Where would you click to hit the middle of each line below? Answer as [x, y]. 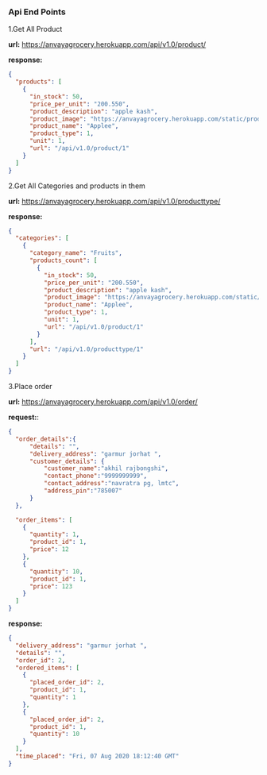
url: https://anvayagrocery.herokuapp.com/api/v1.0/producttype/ [114, 201]
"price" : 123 [51, 586]
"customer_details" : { [67, 461]
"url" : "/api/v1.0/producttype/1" [87, 349]
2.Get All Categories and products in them [77, 186]
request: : [24, 417]
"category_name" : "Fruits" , [76, 253]
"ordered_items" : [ [48, 668]
